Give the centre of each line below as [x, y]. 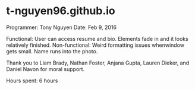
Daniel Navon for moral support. [45, 69]
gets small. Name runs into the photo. [52, 51]
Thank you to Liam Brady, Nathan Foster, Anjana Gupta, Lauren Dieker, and [98, 63]
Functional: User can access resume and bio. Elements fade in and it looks [97, 38]
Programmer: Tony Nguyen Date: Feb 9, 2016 [62, 27]
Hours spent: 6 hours [32, 81]
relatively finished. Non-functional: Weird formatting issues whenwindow [95, 45]
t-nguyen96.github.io [61, 11]
